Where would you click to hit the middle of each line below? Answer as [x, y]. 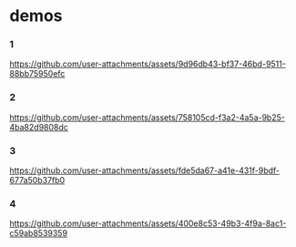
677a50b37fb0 [37, 180]
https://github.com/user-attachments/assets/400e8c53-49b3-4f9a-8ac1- [148, 223]
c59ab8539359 [39, 233]
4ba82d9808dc [39, 127]
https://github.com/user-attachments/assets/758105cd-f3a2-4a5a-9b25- [147, 117]
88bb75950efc [37, 74]
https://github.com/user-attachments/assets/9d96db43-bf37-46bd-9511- [148, 64]
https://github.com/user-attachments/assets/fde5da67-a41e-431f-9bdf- [145, 170]
